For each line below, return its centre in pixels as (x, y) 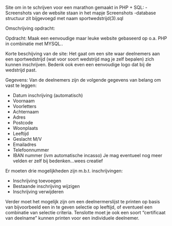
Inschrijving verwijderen (38, 192)
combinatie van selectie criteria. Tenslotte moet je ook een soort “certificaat (85, 212)
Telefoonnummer (31, 150)
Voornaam (24, 101)
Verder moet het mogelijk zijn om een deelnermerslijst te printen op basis (83, 202)
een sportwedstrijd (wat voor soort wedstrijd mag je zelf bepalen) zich (80, 59)
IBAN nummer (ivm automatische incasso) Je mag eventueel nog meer (88, 155)
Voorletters (25, 106)
